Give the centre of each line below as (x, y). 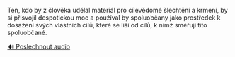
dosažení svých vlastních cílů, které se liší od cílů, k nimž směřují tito (107, 25)
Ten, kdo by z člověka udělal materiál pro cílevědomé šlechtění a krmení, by (117, 10)
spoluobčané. (27, 32)
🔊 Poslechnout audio (39, 46)
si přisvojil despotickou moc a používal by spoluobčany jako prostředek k (114, 18)
